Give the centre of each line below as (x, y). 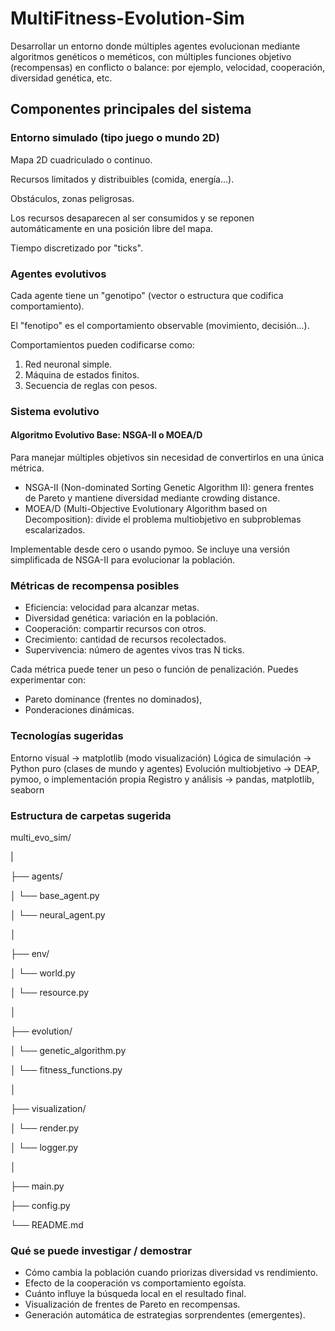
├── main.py (37, 1186)
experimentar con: (48, 680)
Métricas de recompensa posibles (95, 585)
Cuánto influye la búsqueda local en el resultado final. (135, 1294)
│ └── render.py (45, 1128)
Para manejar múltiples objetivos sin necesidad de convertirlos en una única (167, 458)
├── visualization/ (48, 1108)
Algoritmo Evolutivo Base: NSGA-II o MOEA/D (106, 435)
